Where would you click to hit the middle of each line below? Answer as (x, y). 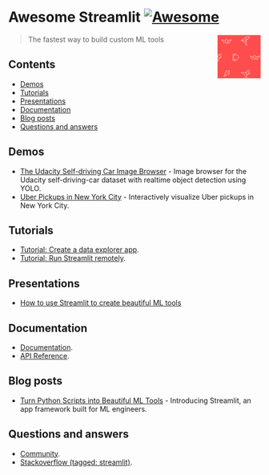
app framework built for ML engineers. (83, 408)
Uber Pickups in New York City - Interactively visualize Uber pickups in (137, 197)
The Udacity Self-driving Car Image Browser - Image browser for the (133, 171)
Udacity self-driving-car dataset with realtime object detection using (133, 180)
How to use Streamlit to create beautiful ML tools (100, 303)
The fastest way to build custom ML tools (96, 39)
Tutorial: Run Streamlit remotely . (72, 258)
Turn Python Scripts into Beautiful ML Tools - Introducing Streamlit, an (136, 400)
